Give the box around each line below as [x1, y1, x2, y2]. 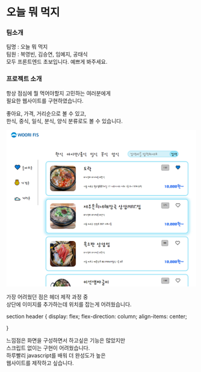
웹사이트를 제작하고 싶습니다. [6, 359, 74, 367]
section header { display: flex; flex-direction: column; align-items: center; [6, 313, 188, 320]
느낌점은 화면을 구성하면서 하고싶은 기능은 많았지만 [6, 337, 125, 344]
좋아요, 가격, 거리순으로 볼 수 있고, [6, 109, 87, 117]
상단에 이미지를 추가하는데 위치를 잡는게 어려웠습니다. [6, 300, 132, 308]
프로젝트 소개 [6, 75, 42, 83]
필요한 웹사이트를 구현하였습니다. [6, 97, 84, 104]
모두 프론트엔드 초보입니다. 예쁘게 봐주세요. [6, 58, 108, 66]
